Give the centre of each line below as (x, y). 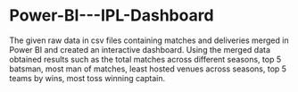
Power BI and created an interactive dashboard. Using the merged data (140, 49)
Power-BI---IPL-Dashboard (112, 16)
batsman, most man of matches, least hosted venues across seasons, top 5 (148, 69)
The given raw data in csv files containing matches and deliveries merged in (149, 40)
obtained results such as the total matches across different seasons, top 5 (145, 59)
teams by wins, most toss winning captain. (87, 78)
